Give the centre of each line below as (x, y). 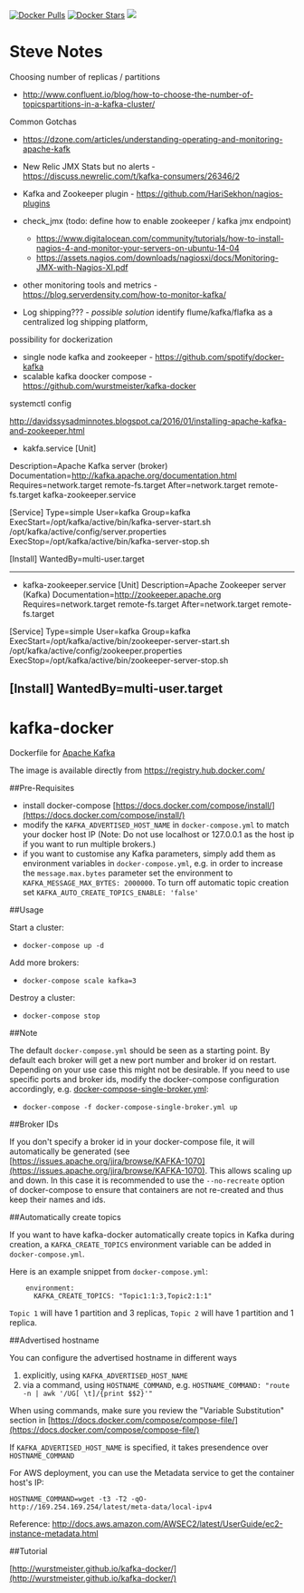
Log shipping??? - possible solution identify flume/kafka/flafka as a (147, 312)
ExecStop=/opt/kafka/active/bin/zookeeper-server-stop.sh (119, 660)
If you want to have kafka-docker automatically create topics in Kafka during (152, 1235)
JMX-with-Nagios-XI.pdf (82, 267)
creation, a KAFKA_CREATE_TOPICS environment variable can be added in (140, 1245)
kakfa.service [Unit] (59, 448)
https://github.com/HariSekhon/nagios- (209, 193)
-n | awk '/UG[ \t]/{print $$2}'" (87, 1394)
